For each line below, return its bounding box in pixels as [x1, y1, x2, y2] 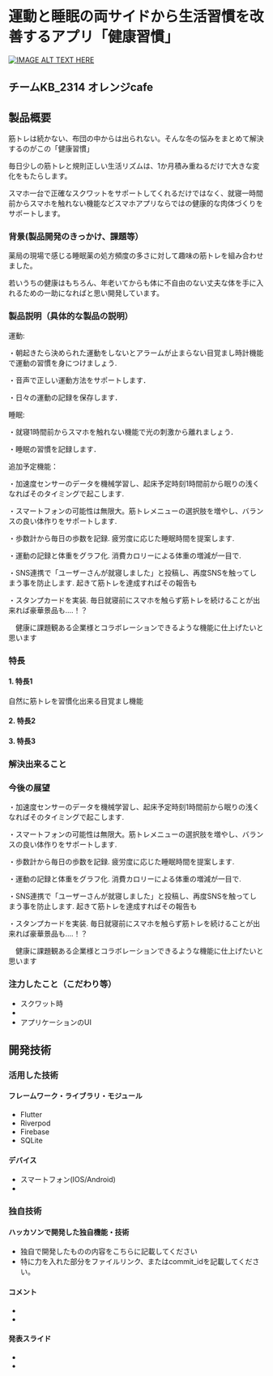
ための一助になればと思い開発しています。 [22, 289, 164, 298]
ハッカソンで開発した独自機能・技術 [8, 1227, 130, 1237]
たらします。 [29, 171, 72, 181]
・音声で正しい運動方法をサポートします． [8, 375, 151, 385]
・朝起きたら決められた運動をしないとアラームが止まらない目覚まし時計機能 [8, 348, 264, 358]
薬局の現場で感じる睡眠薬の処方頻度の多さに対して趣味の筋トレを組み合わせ [8, 251, 264, 260]
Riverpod [19, 1118, 51, 1128]
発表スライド [8, 1334, 51, 1344]
